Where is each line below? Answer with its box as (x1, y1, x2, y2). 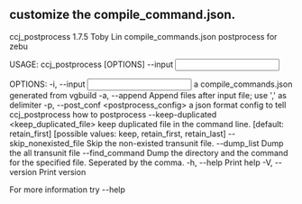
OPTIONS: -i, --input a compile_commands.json (9, 79, 293, 89)
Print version (39, 166, 87, 177)
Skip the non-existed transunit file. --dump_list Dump (86, 137, 284, 148)
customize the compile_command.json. (9, 7, 236, 23)
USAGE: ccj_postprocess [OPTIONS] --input (9, 59, 174, 70)
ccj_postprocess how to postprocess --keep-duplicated (9, 108, 217, 120)
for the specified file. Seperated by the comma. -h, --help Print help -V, (9, 157, 273, 168)
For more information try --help (9, 184, 126, 195)
